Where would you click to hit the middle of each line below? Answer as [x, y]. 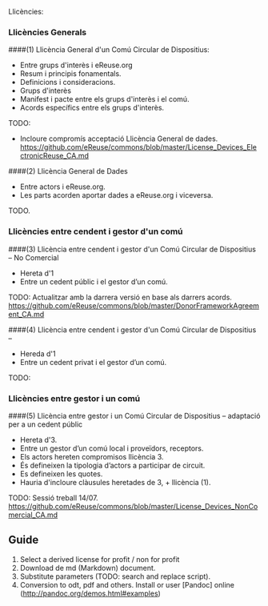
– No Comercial [34, 257]
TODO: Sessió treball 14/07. [53, 498]
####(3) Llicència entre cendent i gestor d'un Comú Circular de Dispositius [132, 249]
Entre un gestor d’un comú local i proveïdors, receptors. [112, 448]
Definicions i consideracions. [68, 82]
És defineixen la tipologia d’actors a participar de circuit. [112, 465]
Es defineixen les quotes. [61, 474]
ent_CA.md [26, 314]
